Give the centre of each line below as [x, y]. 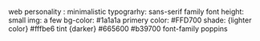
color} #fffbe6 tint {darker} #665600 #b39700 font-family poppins [118, 29]
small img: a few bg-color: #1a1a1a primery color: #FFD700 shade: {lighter [130, 20]
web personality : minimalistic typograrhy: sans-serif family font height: [126, 12]
